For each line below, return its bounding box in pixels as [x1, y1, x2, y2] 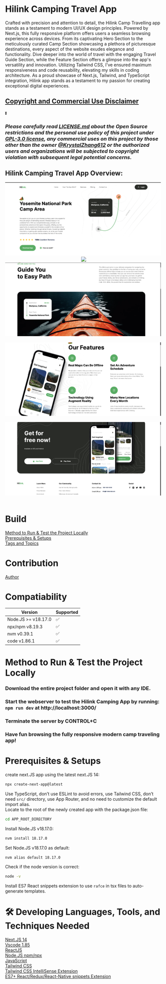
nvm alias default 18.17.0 [5, 855, 61, 860]
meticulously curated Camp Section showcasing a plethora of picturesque [5, 41, 156, 46]
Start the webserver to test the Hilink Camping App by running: [5, 698, 160, 705]
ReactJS [5, 947, 22, 953]
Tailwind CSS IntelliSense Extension [5, 968, 78, 974]
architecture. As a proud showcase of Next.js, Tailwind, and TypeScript [5, 72, 150, 78]
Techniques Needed [5, 920, 90, 932]
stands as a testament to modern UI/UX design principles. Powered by [5, 25, 148, 31]
